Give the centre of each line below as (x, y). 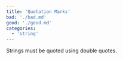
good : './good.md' (29, 23)
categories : (21, 28)
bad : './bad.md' (26, 17)
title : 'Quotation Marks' (38, 12)
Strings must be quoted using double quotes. (62, 50)
